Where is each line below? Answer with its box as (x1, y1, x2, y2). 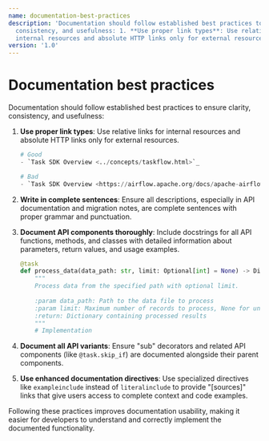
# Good (19, 151, 42, 159)
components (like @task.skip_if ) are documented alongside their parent (19, 350, 259, 359)
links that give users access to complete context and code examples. (19, 390, 248, 401)
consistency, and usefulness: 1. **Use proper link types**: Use (15, 26, 239, 34)
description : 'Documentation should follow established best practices (8, 19, 252, 27)
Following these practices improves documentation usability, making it (8, 407, 240, 416)
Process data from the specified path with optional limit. (34, 282, 239, 290)
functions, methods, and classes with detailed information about (19, 236, 232, 245)
